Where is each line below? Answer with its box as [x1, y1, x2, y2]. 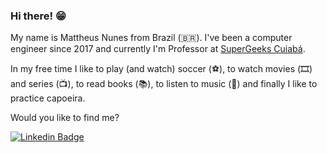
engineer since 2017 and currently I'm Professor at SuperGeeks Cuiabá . [10, 43, 306, 55]
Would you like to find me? [10, 112, 120, 124]
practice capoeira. [10, 92, 86, 104]
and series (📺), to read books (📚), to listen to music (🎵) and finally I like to [10, 78, 318, 90]
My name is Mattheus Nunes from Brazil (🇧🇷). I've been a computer [10, 32, 293, 44]
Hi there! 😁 [10, 9, 67, 23]
